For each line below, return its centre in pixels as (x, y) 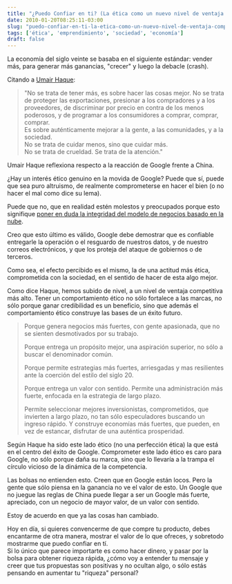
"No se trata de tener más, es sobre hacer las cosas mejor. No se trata (124, 93)
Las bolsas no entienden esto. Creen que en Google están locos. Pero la (110, 480)
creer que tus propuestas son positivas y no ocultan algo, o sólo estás (107, 566)
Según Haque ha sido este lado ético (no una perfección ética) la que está (113, 445)
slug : (15, 26)
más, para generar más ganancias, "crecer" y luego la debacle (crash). (108, 66)
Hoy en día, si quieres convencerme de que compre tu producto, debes (109, 529)
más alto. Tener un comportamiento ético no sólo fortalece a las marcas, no (115, 299)
